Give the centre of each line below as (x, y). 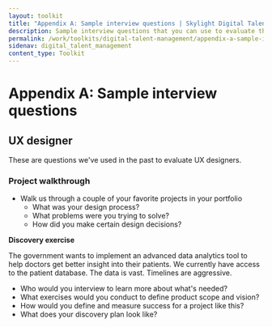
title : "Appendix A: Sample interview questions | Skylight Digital (126, 23)
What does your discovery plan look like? (89, 314)
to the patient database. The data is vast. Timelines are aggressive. (120, 273)
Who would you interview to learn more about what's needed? (124, 289)
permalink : (27, 38)
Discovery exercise (42, 240)
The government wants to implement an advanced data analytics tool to (128, 256)
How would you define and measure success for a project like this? (132, 306)
